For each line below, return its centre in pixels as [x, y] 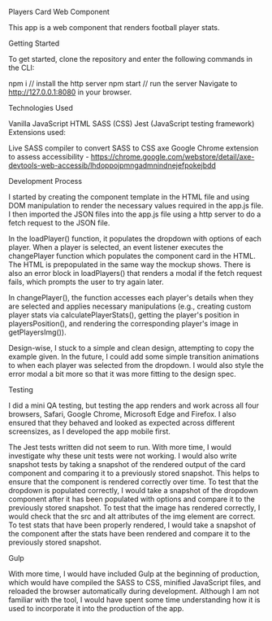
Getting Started [34, 43]
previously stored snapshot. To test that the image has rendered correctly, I [134, 507]
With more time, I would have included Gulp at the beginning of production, [134, 574]
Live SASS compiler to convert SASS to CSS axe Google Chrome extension [134, 148]
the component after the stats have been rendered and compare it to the [130, 534]
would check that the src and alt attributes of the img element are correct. [132, 516]
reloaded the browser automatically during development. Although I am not [134, 591]
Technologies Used [41, 108]
